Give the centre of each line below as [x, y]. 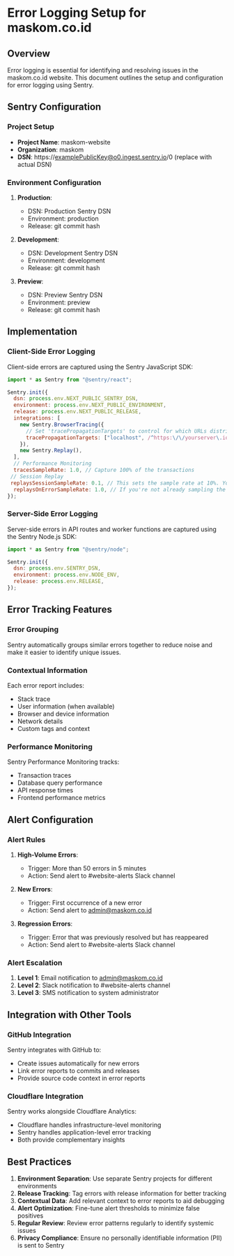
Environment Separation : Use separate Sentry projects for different [115, 1179]
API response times [45, 790]
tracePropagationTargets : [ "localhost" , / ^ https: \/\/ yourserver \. [124, 438]
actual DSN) [34, 164]
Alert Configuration [50, 819]
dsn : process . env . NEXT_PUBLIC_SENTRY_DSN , [76, 399]
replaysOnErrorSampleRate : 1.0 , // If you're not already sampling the [120, 489]
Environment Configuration [54, 182]
